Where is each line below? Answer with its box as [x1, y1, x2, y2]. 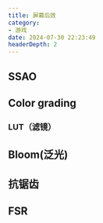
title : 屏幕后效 [8, 11, 56, 20]
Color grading [8, 96, 76, 110]
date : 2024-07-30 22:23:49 [8, 33, 96, 42]
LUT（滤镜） [8, 121, 56, 132]
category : [8, 19, 41, 27]
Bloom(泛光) [8, 148, 69, 162]
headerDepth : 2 [8, 41, 58, 49]
